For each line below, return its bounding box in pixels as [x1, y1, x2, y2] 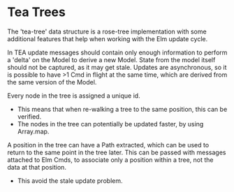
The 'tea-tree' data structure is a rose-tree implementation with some [7, 27, 207, 36]
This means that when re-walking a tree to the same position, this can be [17, 105, 228, 113]
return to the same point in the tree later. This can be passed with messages [7, 148, 226, 156]
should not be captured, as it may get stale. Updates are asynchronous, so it [7, 63, 227, 71]
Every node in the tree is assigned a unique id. [7, 91, 141, 100]
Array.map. [17, 127, 50, 135]
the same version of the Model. [7, 77, 97, 86]
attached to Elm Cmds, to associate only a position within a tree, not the [7, 155, 214, 164]
